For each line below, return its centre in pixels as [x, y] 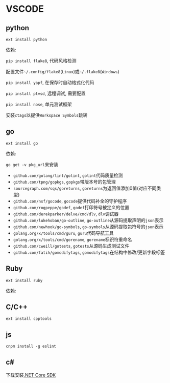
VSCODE [25, 9]
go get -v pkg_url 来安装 [32, 164]
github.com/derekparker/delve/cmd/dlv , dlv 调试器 [66, 214]
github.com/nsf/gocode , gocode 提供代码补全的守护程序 [70, 201]
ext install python [27, 39]
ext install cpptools [29, 319]
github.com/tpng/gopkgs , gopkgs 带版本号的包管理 [65, 182]
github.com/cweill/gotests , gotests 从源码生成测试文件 [71, 246]
